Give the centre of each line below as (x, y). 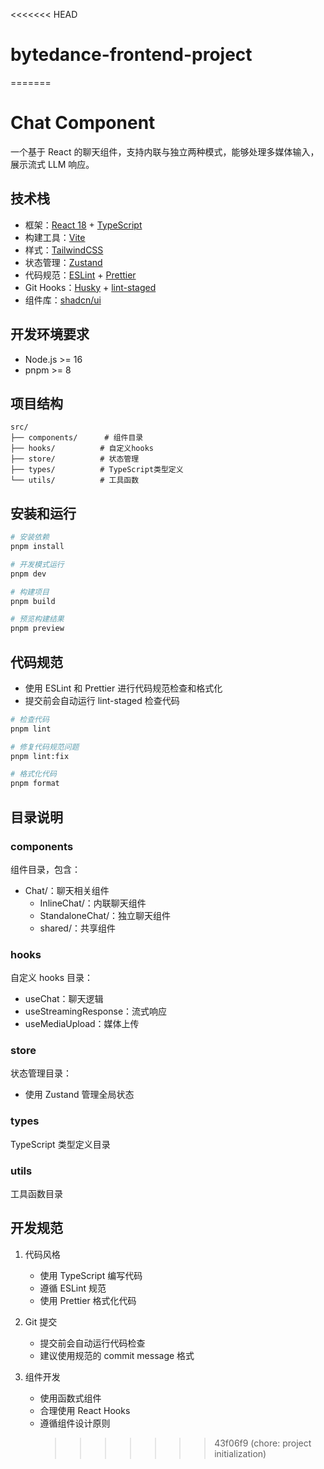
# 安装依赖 (30, 537)
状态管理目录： (41, 1073)
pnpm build (33, 601)
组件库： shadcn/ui (63, 300)
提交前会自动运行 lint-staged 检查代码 (102, 700)
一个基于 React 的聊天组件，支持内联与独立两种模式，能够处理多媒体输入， (165, 151)
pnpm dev (28, 574)
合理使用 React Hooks (85, 1410)
